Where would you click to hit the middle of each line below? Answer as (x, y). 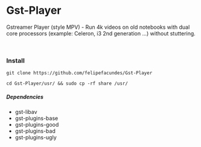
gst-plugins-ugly (36, 137)
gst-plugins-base (37, 118)
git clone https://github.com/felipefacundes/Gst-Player (79, 73)
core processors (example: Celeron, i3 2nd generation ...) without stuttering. (101, 33)
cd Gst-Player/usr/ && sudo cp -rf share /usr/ (67, 84)
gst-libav (26, 112)
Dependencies (25, 97)
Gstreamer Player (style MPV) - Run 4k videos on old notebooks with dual (98, 27)
